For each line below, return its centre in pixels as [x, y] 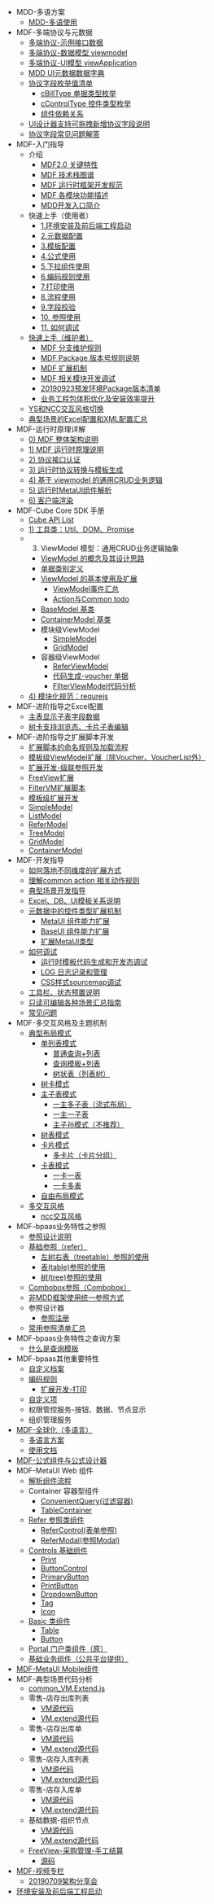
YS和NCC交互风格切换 [66, 409]
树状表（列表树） [81, 1074]
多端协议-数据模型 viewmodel [78, 53]
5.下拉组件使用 [65, 266]
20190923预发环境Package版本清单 [100, 388]
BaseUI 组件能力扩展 [75, 931]
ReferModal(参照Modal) [80, 1540]
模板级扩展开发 [53, 798]
